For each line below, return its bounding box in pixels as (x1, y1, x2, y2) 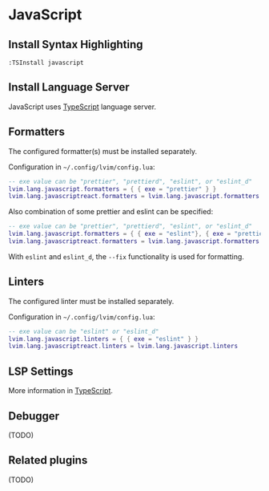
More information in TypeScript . (8, 386, 114, 396)
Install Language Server (8, 80, 130, 94)
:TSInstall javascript (8, 59, 84, 67)
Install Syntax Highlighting (8, 38, 143, 51)
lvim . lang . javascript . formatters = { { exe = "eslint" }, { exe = (8, 230, 231, 238)
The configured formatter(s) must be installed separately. (8, 146, 198, 156)
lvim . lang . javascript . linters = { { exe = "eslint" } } (8, 335, 199, 343)
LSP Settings (8, 364, 74, 378)
